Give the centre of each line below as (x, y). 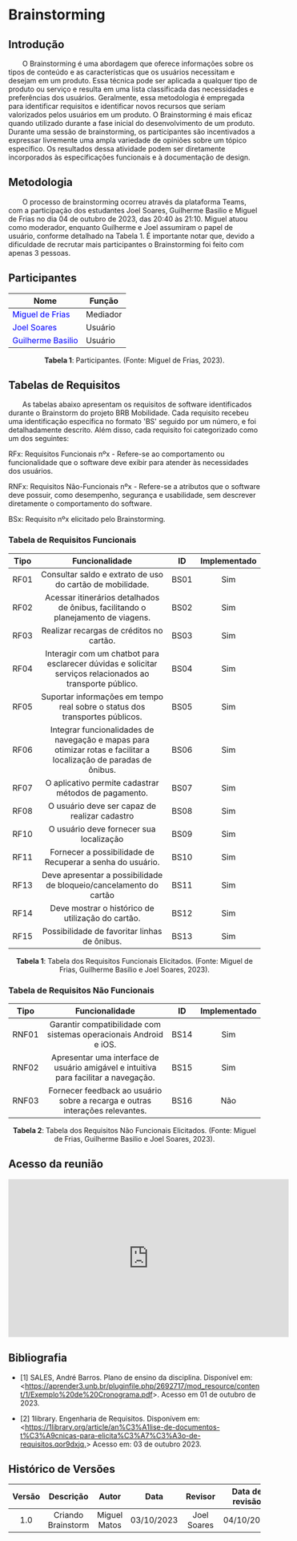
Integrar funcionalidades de (102, 730)
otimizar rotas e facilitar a (102, 750)
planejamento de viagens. (102, 617)
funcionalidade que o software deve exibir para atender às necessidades (128, 463)
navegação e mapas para (102, 739)
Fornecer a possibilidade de (102, 851)
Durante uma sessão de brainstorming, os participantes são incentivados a (132, 131)
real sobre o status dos (102, 706)
